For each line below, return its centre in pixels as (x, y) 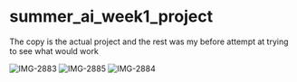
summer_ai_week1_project (111, 17)
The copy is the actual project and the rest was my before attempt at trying (149, 41)
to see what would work (54, 50)
